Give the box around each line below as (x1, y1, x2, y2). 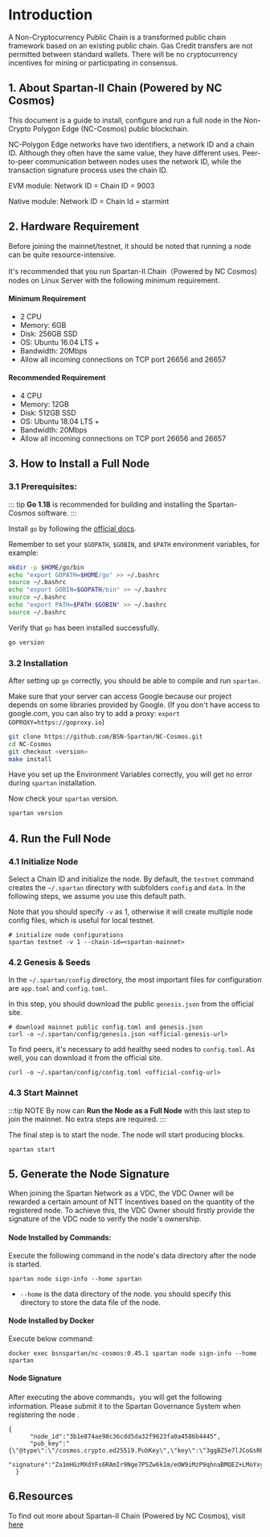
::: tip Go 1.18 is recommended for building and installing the (8, 499, 207, 509)
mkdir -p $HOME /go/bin (8, 563, 84, 571)
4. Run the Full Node (8, 831, 111, 845)
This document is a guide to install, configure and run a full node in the (8, 115, 243, 125)
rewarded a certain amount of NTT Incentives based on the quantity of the (8, 1197, 255, 1207)
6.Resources (8, 1489, 74, 1503)
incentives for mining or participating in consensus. (8, 58, 178, 68)
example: (8, 548, 39, 557)
